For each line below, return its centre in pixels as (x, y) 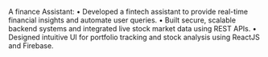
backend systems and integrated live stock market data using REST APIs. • (133, 28)
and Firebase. (31, 46)
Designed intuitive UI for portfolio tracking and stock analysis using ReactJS (134, 37)
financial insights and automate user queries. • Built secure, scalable (122, 20)
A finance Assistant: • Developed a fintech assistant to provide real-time (128, 12)
